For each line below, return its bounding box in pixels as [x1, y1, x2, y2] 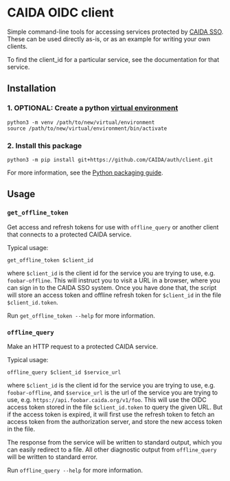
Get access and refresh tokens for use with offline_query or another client [7, 223, 219, 231]
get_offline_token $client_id [7, 256, 94, 264]
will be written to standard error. [7, 452, 98, 461]
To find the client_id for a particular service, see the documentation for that [7, 55, 220, 63]
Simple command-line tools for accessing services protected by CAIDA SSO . [7, 27, 224, 36]
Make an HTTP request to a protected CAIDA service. [7, 342, 158, 350]
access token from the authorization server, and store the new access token [7, 417, 222, 425]
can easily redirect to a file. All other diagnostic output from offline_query [7, 445, 217, 454]
